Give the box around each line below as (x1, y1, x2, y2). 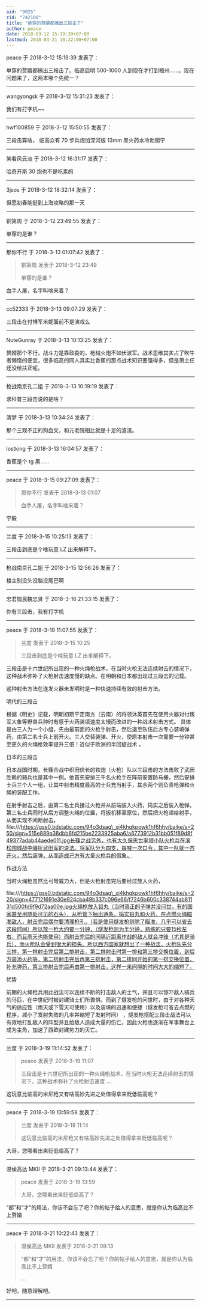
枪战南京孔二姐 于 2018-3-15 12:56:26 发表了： (6, 564, 121, 571)
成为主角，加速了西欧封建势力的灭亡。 (6, 1026, 100, 1033)
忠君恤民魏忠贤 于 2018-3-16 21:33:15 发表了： (6, 596, 121, 602)
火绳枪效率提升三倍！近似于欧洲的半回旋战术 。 (26, 740, 144, 748)
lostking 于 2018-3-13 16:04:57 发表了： (6, 445, 105, 452)
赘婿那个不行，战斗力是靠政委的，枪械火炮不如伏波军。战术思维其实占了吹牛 (6, 349, 195, 356)
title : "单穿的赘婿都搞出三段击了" (6, 20, 84, 26)
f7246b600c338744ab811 (128, 896, 193, 903)
